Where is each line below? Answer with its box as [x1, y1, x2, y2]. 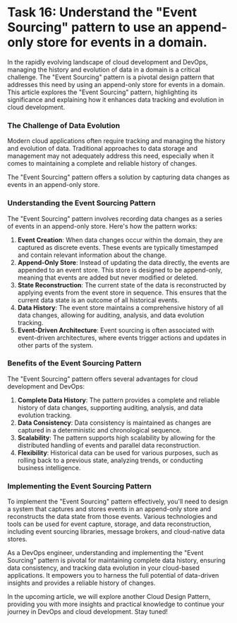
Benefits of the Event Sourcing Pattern [7, 358, 142, 368]
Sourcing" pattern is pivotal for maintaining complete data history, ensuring [7, 556, 226, 565]
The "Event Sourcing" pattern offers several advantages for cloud [7, 375, 198, 383]
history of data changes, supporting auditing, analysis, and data [17, 403, 203, 411]
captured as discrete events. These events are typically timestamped [17, 243, 219, 251]
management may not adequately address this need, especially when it [7, 152, 214, 160]
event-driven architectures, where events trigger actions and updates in [17, 333, 227, 342]
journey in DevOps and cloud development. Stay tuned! [7, 607, 168, 616]
